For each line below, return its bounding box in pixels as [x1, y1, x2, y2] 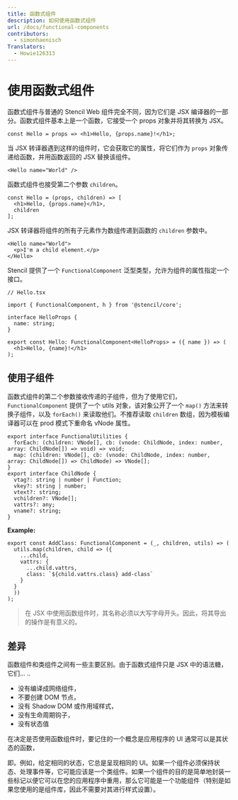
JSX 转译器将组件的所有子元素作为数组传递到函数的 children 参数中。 [7, 226, 211, 235]
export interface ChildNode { [7, 470, 97, 477]
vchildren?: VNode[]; [13, 495, 78, 502]
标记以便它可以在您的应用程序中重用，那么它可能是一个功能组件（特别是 [13, 777, 225, 785]
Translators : [7, 43, 46, 50]
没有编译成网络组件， [17, 684, 80, 693]
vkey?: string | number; [13, 483, 87, 490]
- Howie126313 [13, 50, 55, 57]
